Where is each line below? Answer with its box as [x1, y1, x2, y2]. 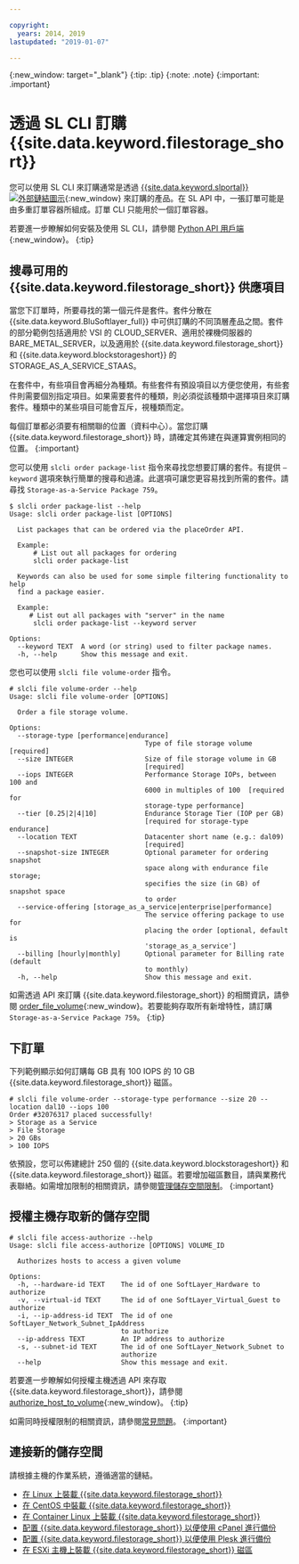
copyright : [9, 20, 50, 29]
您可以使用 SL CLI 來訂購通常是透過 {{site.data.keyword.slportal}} [9, 182, 249, 192]
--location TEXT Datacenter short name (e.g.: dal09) [17, 833, 285, 842]
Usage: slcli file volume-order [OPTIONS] [9, 692, 169, 702]
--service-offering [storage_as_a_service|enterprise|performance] [17, 903, 273, 912]
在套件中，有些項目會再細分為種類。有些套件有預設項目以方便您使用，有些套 [9, 379, 290, 390]
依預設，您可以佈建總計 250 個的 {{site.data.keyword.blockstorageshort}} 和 [9, 1158, 289, 1169]
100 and [9, 778, 38, 787]
